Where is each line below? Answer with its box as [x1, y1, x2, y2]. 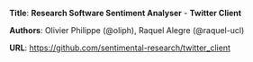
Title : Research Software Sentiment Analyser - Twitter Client [9, 8, 241, 18]
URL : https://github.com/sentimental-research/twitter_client [9, 42, 231, 53]
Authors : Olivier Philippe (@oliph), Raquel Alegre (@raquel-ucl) [9, 25, 245, 35]
